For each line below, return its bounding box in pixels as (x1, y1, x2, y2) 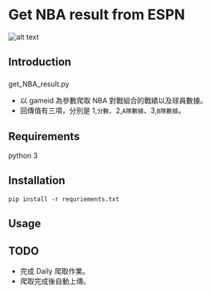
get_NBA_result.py (8, 79, 70, 89)
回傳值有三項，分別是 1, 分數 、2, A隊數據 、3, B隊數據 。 (19, 106, 185, 115)
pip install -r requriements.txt (8, 195, 120, 203)
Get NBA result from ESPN (8, 6, 185, 24)
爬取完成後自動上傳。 (19, 276, 90, 286)
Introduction (8, 55, 72, 69)
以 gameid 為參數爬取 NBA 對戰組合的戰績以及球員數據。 (19, 96, 208, 106)
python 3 (8, 151, 38, 161)
